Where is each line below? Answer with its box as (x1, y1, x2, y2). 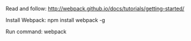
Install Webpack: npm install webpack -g (5, 17, 105, 23)
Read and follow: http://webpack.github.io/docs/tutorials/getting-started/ (5, 5, 185, 12)
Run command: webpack (5, 28, 67, 35)
